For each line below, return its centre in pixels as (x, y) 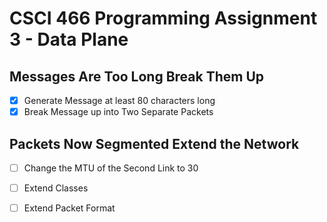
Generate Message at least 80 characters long (119, 100)
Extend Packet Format (69, 208)
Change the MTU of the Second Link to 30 (111, 168)
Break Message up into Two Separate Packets (118, 112)
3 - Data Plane (69, 39)
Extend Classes (56, 188)
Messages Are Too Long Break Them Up (137, 76)
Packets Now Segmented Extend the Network (154, 143)
